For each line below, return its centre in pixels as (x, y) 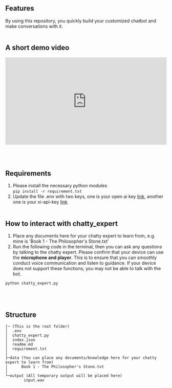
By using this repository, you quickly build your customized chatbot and (81, 20)
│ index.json (20, 340)
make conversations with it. (34, 26)
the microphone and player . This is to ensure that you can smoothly (85, 257)
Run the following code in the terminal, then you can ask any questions (87, 247)
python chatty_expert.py (32, 284)
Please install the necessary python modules (60, 186)
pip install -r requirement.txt (47, 191)
